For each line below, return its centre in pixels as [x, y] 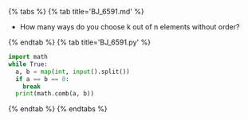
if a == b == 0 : [42, 79]
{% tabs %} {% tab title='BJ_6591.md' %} [77, 12]
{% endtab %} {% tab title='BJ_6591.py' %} [80, 42]
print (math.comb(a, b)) [55, 94]
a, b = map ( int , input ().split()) [73, 72]
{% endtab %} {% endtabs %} [58, 109]
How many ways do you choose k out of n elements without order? [130, 27]
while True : [28, 64]
